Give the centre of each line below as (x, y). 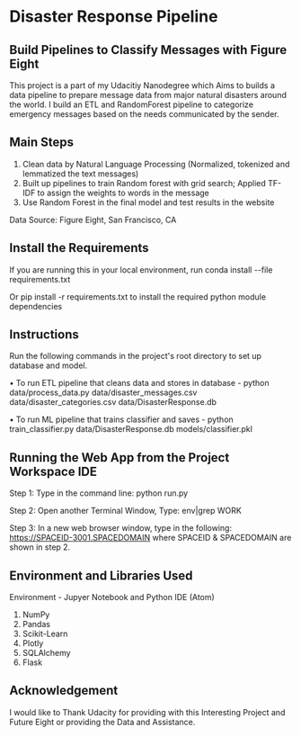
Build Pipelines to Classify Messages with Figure (148, 50)
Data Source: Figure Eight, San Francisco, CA (93, 220)
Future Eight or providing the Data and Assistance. (102, 722)
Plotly (33, 643)
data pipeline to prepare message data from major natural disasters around (148, 95)
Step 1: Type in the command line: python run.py (99, 493)
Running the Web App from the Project (120, 458)
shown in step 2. (40, 547)
